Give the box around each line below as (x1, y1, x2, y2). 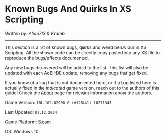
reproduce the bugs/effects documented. (5, 55, 89, 61)
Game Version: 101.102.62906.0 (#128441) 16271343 (5, 99, 112, 105)
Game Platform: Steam (5, 119, 51, 125)
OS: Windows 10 (5, 128, 39, 134)
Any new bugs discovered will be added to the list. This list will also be (5, 64, 149, 70)
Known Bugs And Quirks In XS (5, 3, 132, 15)
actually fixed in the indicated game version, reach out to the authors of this (5, 85, 160, 91)
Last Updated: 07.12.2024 (5, 109, 57, 115)
